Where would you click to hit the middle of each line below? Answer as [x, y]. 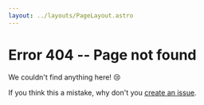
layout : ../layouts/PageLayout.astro [71, 16]
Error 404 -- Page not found [102, 54]
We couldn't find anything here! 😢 [65, 77]
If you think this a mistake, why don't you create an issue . [102, 92]
